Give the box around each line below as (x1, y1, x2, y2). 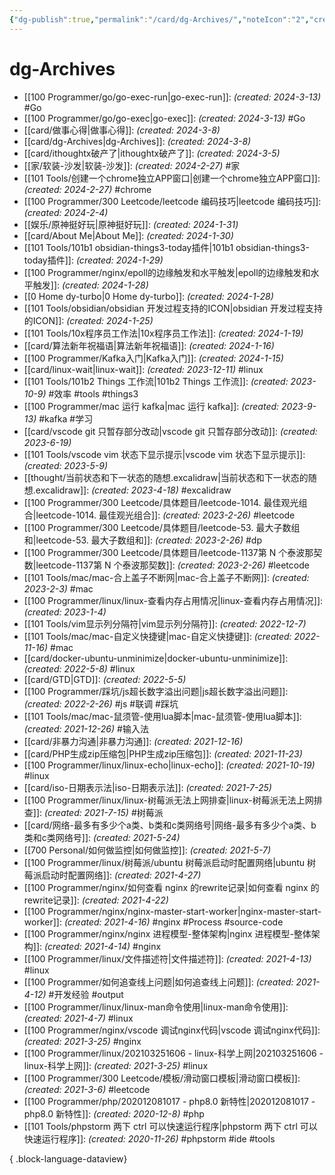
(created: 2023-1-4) (23, 606, 107, 618)
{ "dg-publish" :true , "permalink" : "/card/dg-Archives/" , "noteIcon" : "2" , (9, 14, 310, 25)
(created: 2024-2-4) (23, 206, 109, 218)
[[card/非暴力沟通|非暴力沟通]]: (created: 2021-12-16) (23, 735, 244, 747)
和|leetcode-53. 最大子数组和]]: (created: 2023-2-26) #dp (23, 534, 262, 546)
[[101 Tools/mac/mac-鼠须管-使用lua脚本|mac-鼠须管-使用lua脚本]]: (23, 710, 302, 722)
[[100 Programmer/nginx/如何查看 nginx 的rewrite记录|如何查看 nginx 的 (23, 881, 320, 893)
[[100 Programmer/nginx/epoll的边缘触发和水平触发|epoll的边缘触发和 (23, 266, 311, 278)
